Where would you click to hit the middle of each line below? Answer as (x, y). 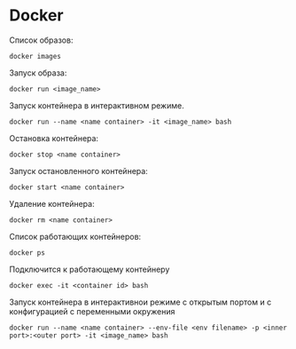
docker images (35, 56)
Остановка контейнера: (54, 138)
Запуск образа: (38, 73)
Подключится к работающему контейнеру (90, 269)
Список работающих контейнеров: (75, 236)
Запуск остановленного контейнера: (78, 171)
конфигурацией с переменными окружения (92, 311)
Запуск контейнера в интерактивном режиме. (97, 105)
